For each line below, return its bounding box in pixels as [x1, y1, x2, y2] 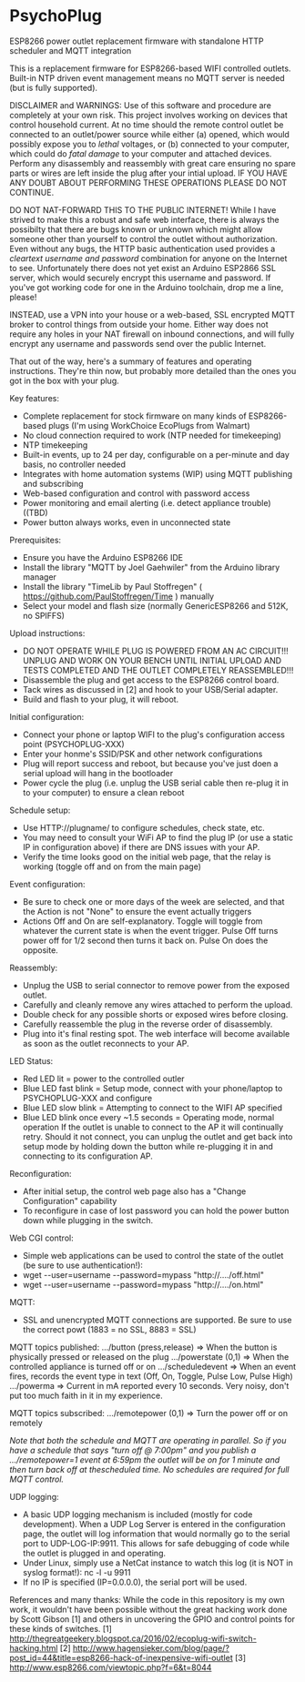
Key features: [9, 392, 59, 403]
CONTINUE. [9, 187, 55, 198]
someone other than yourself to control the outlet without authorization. [9, 233, 278, 244]
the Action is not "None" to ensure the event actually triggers [22, 906, 252, 917]
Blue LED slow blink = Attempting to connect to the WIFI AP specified [22, 1102, 283, 1113]
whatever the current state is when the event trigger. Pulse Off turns [22, 925, 279, 936]
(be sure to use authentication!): [22, 1260, 144, 1271]
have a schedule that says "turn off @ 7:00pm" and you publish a [9, 1444, 257, 1455]
